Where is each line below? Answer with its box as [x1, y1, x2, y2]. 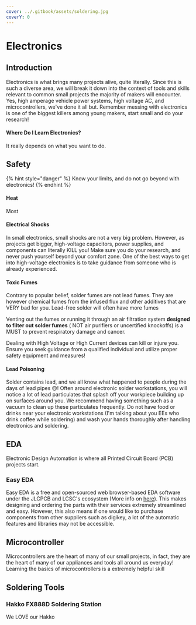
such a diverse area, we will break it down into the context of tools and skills [6, 85, 190, 92]
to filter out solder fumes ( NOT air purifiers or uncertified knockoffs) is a [6, 322, 183, 329]
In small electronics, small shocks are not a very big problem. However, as [6, 234, 185, 241]
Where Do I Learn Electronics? [6, 129, 81, 136]
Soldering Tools [6, 582, 65, 592]
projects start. [6, 461, 40, 468]
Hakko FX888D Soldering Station [6, 600, 102, 608]
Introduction [6, 63, 53, 73]
